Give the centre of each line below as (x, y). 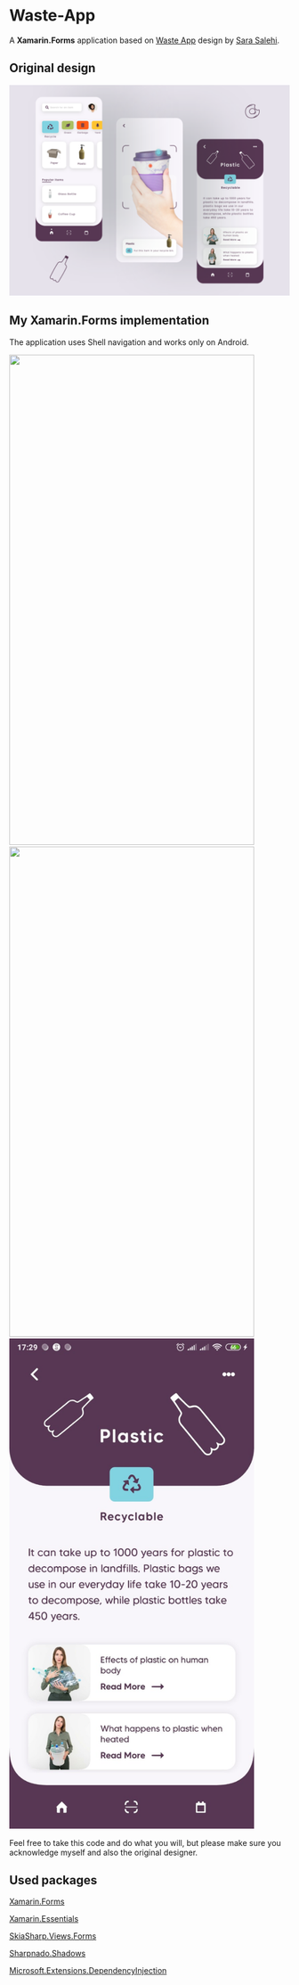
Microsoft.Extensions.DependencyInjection (88, 1971)
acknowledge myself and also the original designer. (104, 1852)
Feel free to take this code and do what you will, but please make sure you (145, 1842)
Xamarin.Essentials (44, 1919)
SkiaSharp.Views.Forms (53, 1936)
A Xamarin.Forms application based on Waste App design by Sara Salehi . (145, 40)
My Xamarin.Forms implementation (109, 320)
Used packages (53, 1880)
